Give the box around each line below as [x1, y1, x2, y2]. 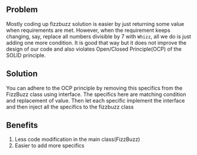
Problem [6, 5, 38, 15]
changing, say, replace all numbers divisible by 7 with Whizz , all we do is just [6, 32, 191, 40]
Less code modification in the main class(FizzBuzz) [14, 136, 140, 143]
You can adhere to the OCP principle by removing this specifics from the [6, 84, 183, 91]
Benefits [6, 120, 38, 130]
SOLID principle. [6, 51, 46, 58]
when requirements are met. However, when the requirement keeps [6, 27, 170, 34]
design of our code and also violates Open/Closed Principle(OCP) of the [6, 45, 182, 52]
